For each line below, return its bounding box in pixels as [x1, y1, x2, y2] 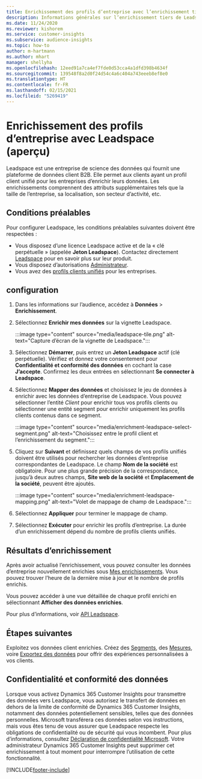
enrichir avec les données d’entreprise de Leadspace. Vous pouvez [14, 393, 182, 400]
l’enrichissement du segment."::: [14, 436, 95, 444]
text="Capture [14, 337, 51, 345]
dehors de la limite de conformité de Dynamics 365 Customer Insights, [6, 703, 182, 710]
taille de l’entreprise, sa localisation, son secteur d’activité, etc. [6, 190, 161, 197]
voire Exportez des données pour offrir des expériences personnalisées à [6, 650, 188, 658]
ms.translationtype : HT [6, 76, 66, 82]
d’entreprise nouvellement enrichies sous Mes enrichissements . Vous [6, 568, 179, 575]
